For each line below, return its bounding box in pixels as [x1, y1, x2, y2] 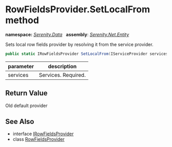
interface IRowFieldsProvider [12, 131, 74, 137]
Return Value [5, 89, 48, 98]
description [48, 62, 77, 70]
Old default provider [5, 102, 48, 109]
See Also [5, 117, 34, 126]
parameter [8, 62, 34, 70]
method [5, 14, 39, 26]
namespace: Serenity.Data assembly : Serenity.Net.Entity [5, 31, 130, 37]
